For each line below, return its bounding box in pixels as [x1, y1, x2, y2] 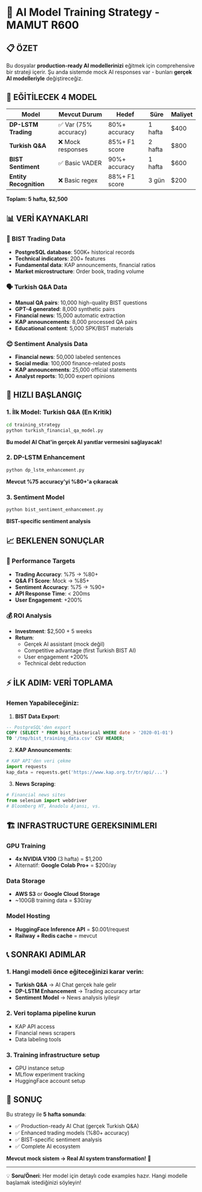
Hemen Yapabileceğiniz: [6, 699, 79, 707]
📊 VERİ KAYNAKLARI [6, 213, 88, 224]
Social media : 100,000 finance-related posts [14, 360, 126, 367]
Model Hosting [6, 912, 50, 920]
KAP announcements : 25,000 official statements [14, 366, 137, 373]
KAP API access [14, 1023, 55, 1030]
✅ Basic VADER [58, 159, 102, 167]
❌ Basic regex [58, 176, 98, 184]
